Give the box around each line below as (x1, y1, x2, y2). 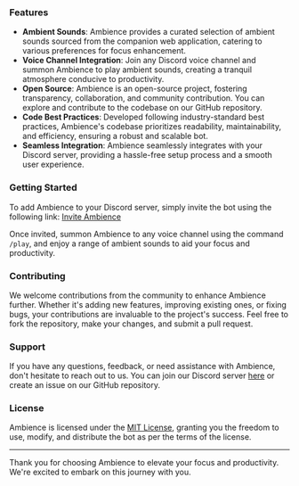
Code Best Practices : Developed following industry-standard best (21, 111, 265, 122)
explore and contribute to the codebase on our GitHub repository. (21, 103, 263, 113)
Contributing (9, 269, 66, 282)
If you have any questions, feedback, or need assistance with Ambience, (9, 361, 276, 372)
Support (9, 341, 46, 353)
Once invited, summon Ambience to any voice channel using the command (9, 228, 284, 239)
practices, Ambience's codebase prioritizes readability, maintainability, (21, 121, 282, 132)
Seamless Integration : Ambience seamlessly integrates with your (21, 140, 263, 151)
